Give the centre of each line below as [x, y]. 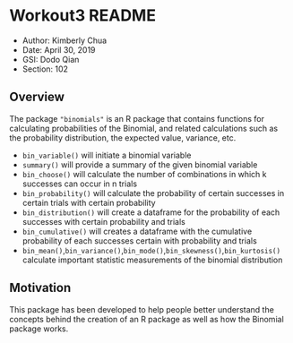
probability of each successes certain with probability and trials [139, 240]
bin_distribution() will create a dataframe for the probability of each [151, 212]
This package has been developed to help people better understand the [142, 309]
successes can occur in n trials [79, 184]
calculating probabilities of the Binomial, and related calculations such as [144, 128]
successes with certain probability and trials [103, 221]
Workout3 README [83, 16]
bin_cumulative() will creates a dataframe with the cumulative [137, 231]
